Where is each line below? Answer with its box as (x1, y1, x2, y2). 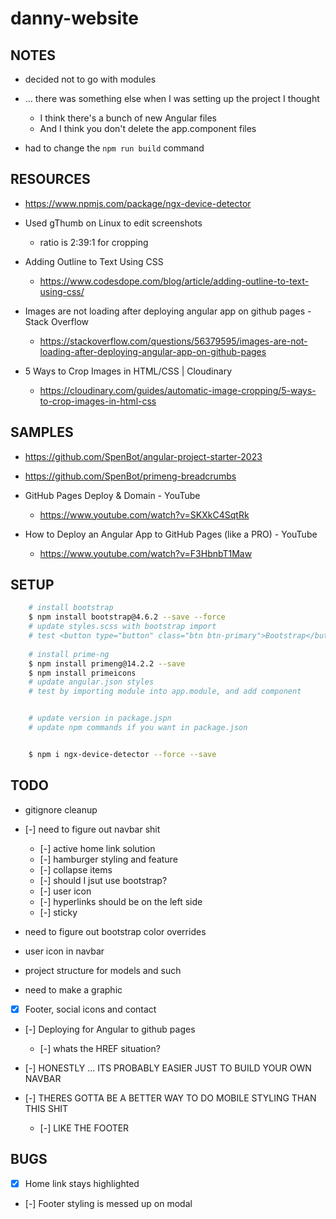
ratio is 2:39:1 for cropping (39, 236, 149, 248)
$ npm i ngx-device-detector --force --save (28, 749, 217, 759)
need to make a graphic (24, 983, 123, 996)
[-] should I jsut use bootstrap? (39, 874, 168, 886)
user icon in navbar (24, 945, 105, 957)
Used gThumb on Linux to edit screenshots (24, 217, 203, 229)
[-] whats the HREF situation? (39, 1042, 161, 1054)
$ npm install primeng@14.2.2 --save (28, 658, 186, 669)
